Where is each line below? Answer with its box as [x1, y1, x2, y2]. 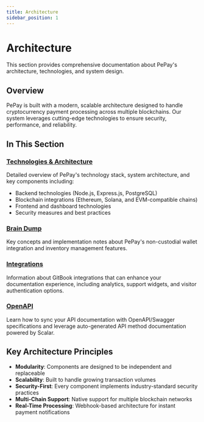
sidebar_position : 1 [6, 15, 59, 21]
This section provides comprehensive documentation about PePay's [6, 61, 178, 68]
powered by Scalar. [6, 328, 55, 336]
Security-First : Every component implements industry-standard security [15, 382, 198, 390]
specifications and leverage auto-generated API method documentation [6, 322, 186, 330]
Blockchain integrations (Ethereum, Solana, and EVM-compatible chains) [15, 196, 198, 203]
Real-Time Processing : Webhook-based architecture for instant [15, 402, 175, 409]
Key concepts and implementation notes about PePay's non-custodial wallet [6, 238, 198, 245]
